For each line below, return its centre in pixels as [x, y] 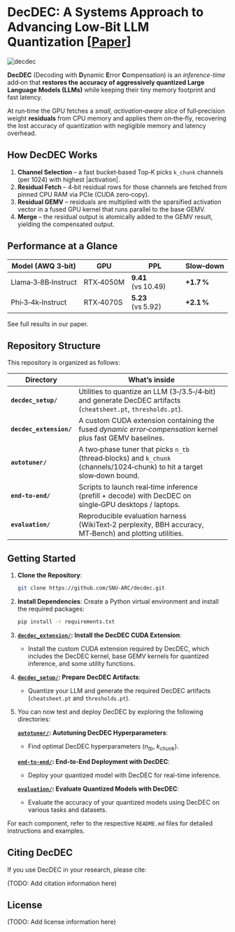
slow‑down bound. [109, 475]
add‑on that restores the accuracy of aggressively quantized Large [106, 82]
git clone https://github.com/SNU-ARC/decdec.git [91, 588]
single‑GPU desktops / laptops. [129, 505]
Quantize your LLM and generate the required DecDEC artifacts [119, 690]
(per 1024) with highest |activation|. [69, 179]
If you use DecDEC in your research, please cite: [77, 870]
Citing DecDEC [40, 853]
